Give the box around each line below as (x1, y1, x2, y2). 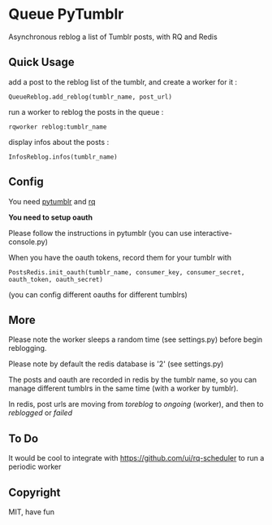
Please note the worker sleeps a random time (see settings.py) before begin (8, 335, 263, 344)
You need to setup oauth (8, 212, 93, 222)
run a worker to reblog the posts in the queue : (8, 107, 164, 116)
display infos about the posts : (8, 137, 110, 147)
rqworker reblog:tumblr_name (8, 123, 107, 131)
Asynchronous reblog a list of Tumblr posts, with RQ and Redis (8, 32, 218, 42)
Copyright (8, 485, 61, 499)
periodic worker (8, 462, 62, 472)
